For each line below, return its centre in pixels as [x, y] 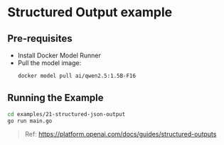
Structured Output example [90, 12]
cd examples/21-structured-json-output [66, 114]
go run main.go [30, 121]
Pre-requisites [40, 39]
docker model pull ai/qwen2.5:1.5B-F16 [77, 76]
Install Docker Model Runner [59, 55]
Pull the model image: [49, 63]
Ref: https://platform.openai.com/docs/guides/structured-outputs [121, 134]
